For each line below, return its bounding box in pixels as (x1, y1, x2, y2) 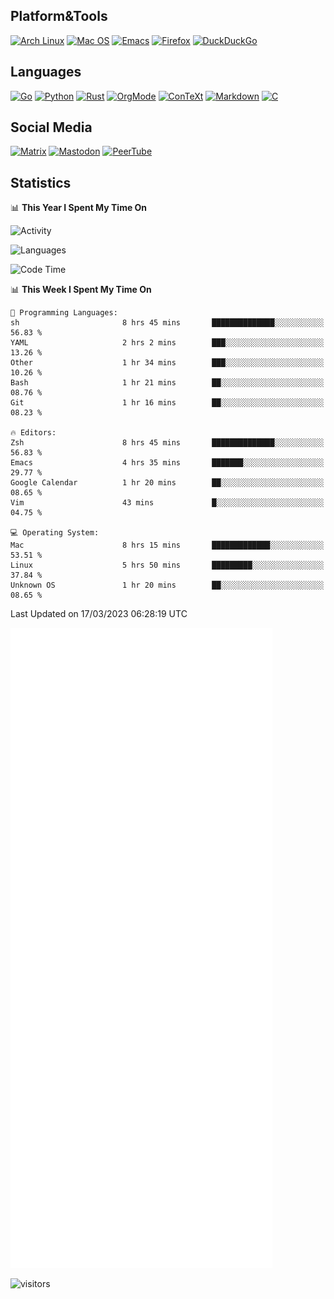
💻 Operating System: (10, 528, 100, 538)
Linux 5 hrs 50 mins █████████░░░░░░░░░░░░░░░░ (10, 560, 325, 571)
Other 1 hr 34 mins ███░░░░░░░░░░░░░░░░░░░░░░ (10, 358, 325, 368)
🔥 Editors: (10, 428, 57, 438)
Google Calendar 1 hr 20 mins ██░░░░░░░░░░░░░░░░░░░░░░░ (10, 478, 325, 488)
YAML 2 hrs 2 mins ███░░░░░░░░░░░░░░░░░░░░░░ (10, 338, 325, 348)
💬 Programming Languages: (10, 308, 118, 318)
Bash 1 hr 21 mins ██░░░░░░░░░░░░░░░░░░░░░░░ (10, 378, 325, 388)
